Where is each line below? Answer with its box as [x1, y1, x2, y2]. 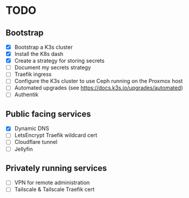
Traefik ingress [14, 70, 52, 78]
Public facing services [5, 109, 91, 119]
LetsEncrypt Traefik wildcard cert [14, 132, 98, 139]
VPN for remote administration [14, 179, 90, 187]
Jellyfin [14, 145, 33, 152]
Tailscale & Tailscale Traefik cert [14, 186, 94, 193]
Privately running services [5, 163, 107, 173]
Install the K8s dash [14, 51, 64, 58]
